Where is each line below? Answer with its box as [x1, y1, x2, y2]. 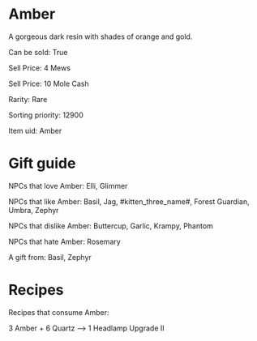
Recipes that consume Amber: [8, 307, 109, 317]
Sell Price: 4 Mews [8, 62, 71, 73]
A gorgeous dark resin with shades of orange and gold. [8, 32, 193, 41]
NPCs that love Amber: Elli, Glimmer [8, 181, 128, 190]
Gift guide [8, 155, 76, 173]
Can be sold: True [8, 47, 68, 57]
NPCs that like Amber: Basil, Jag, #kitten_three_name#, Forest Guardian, [8, 196, 250, 207]
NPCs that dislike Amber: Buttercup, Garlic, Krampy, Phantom [8, 220, 213, 231]
